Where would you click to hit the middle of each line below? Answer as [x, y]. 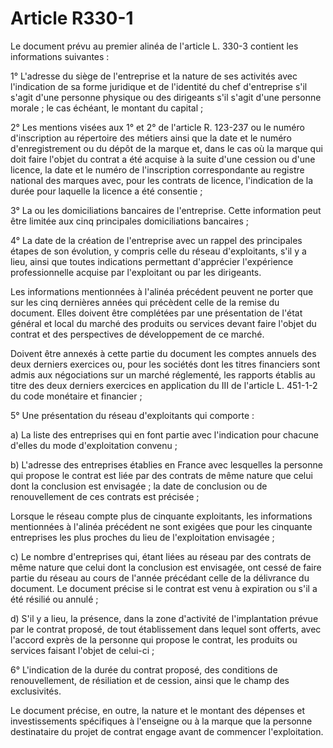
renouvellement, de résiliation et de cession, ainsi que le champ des [150, 680]
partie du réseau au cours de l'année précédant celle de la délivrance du [160, 578]
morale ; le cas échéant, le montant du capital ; [107, 108]
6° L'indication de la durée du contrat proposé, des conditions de [144, 669]
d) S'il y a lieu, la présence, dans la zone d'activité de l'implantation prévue [164, 618]
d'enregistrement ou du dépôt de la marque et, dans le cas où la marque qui [166, 148]
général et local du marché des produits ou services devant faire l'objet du [163, 323]
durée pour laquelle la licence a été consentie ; [106, 191]
